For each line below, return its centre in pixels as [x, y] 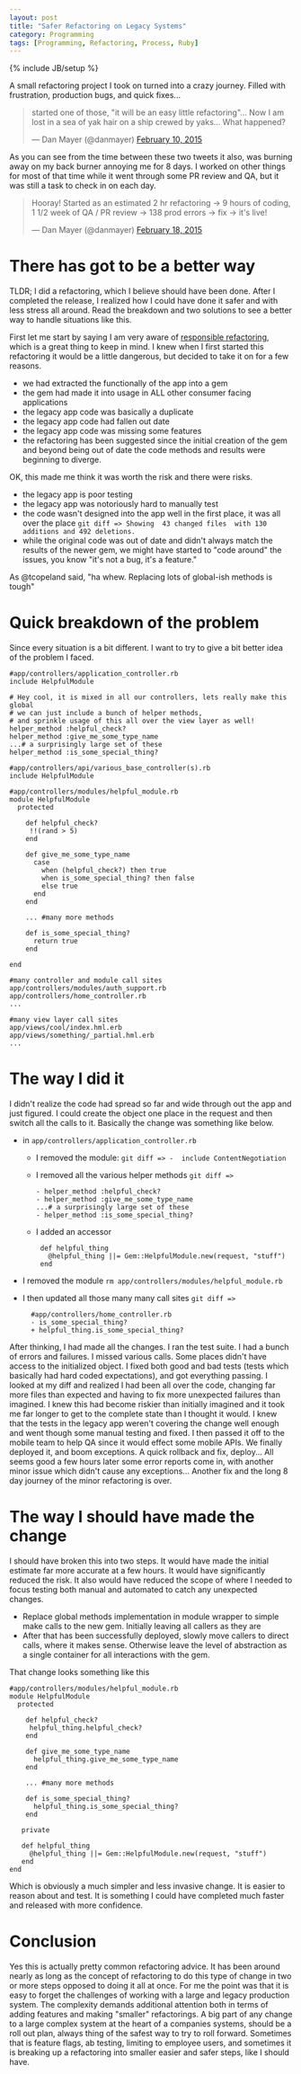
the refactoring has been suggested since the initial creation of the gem [155, 440]
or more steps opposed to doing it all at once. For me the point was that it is [149, 1985]
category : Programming [52, 34]
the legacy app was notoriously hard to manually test [120, 504]
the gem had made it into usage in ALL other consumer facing [137, 393]
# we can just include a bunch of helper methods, [106, 713]
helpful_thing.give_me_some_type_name [106, 1759]
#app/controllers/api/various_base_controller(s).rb [110, 768]
